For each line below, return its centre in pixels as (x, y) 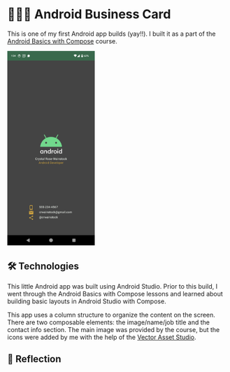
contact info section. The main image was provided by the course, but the (114, 330)
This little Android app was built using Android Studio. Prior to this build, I (113, 286)
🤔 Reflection (34, 359)
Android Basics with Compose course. (62, 41)
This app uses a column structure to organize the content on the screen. (111, 315)
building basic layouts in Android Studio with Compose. (87, 301)
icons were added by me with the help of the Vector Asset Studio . (102, 337)
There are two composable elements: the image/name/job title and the (108, 322)
